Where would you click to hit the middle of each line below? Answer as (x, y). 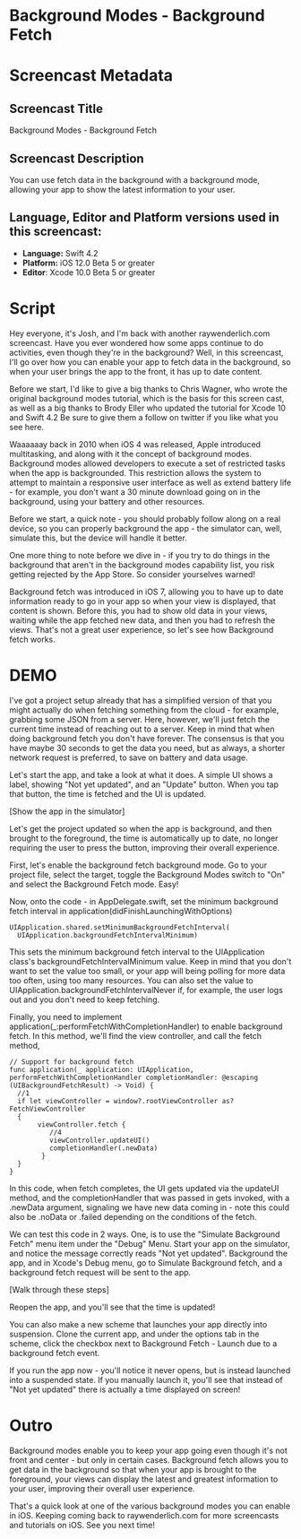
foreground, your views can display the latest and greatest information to (144, 1479)
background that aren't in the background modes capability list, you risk (142, 565)
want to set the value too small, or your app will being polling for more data (147, 971)
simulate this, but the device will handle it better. (99, 538)
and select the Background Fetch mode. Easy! (94, 884)
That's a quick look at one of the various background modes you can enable (150, 1506)
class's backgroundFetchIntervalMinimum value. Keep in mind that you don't (150, 961)
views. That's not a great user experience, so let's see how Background (142, 629)
